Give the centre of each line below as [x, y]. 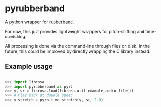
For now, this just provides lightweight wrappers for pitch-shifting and [75, 31]
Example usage [29, 66]
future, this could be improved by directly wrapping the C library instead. [78, 51]
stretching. [16, 36]
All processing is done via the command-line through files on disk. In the [78, 46]
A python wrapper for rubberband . [40, 22]
